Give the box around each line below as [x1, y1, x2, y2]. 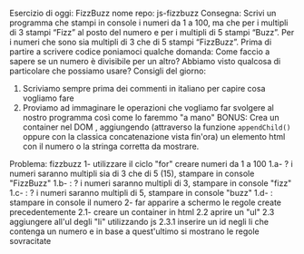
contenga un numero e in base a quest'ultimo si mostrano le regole [9, 226, 260, 237]
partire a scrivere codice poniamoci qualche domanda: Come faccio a [9, 46, 270, 57]
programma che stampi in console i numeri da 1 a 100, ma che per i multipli [9, 17, 289, 28]
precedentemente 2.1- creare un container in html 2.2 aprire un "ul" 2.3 [9, 207, 275, 217]
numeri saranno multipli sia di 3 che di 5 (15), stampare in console [9, 168, 255, 179]
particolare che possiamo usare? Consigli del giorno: [9, 65, 207, 76]
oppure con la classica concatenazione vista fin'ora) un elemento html [22, 132, 286, 142]
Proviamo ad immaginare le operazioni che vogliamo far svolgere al [22, 103, 275, 112]
